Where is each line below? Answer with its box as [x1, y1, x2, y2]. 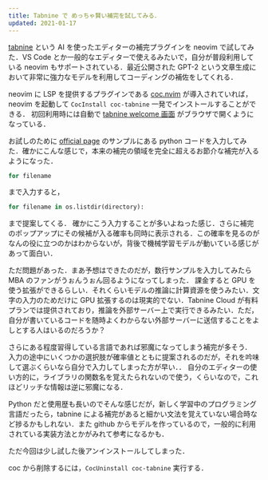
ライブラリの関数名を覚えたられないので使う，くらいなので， [42, 372, 245, 382]
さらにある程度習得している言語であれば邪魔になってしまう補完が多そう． [8, 343, 252, 352]
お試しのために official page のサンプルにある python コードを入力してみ [8, 136, 247, 145]
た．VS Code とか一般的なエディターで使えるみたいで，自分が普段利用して [8, 52, 254, 61]
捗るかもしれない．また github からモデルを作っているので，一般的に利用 [14, 419, 257, 429]
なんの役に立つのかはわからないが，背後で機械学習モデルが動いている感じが [8, 239, 259, 248]
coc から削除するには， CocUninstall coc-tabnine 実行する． [8, 463, 209, 473]
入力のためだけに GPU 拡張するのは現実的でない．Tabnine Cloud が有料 [22, 296, 258, 305]
